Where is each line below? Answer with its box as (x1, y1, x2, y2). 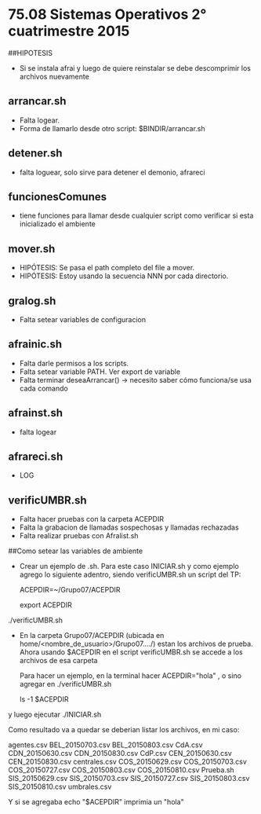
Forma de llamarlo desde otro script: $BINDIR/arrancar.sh (19, 123, 205, 133)
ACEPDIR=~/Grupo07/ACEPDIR (19, 585, 121, 595)
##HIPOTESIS (8, 48, 53, 57)
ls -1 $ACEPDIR (19, 695, 69, 704)
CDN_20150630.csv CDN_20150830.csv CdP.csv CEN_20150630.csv (8, 749, 233, 758)
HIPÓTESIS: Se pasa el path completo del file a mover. (19, 263, 195, 273)
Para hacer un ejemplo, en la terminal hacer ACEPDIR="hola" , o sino (19, 671, 241, 680)
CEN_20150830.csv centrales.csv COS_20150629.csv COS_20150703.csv (8, 757, 247, 767)
